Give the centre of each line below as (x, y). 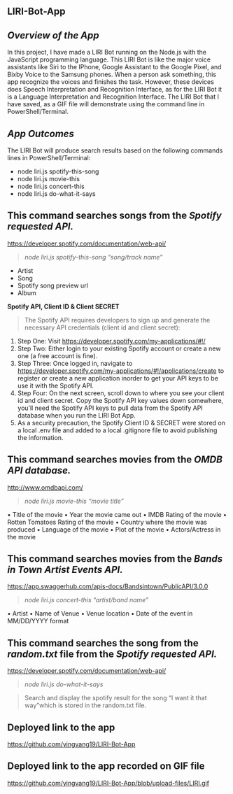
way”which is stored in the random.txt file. (85, 705)
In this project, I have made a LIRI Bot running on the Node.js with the (107, 52)
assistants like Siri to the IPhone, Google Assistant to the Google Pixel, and (114, 67)
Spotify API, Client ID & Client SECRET (63, 306)
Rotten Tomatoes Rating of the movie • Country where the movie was (107, 522)
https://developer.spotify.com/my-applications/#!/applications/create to (121, 371)
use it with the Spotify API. (56, 385)
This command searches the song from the (103, 643)
